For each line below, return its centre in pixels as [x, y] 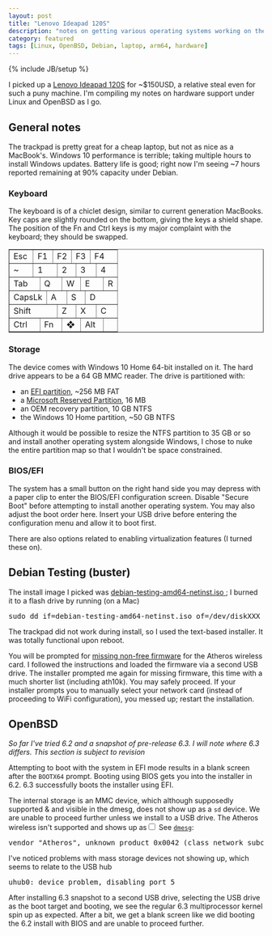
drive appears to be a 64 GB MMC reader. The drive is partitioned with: [127, 375]
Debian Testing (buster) [70, 572]
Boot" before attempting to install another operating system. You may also [132, 506]
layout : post [30, 16]
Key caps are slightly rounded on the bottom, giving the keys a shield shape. [136, 220]
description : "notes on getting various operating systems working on [130, 31]
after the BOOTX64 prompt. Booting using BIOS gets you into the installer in [130, 777]
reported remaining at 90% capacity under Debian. [93, 172]
